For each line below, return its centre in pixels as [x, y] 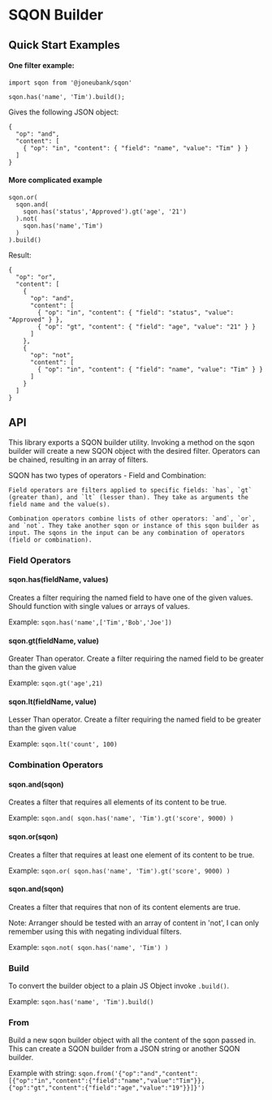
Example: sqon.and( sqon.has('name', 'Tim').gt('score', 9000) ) [121, 818]
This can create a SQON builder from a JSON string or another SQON [124, 1049]
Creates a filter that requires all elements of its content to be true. [118, 802]
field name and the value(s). [60, 504]
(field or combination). [50, 540]
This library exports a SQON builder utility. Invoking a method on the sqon [132, 442]
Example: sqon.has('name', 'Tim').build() [81, 1002]
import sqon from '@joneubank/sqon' [70, 83]
